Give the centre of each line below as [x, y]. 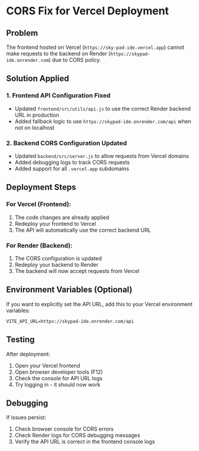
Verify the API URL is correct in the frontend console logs [85, 441]
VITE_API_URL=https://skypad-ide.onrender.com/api [70, 321]
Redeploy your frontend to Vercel [55, 223]
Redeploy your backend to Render [56, 265]
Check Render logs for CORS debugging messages [78, 436]
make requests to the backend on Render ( [59, 54]
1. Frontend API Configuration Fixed [59, 95]
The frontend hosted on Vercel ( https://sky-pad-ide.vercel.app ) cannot [95, 47]
